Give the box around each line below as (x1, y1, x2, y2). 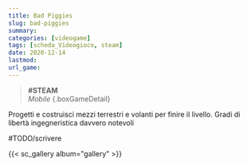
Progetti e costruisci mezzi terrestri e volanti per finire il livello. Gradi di (8, 109, 241, 119)
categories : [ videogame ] (8, 34, 91, 42)
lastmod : (8, 57, 37, 65)
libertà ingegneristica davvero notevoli (8, 117, 134, 128)
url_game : (8, 64, 41, 72)
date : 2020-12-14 (8, 49, 66, 57)
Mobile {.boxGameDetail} (27, 93, 111, 104)
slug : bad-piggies (8, 19, 69, 27)
